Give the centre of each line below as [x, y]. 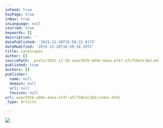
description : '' [22, 38]
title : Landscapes [24, 51]
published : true [22, 65]
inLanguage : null [23, 24]
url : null [20, 88]
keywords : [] [19, 33]
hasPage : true [20, 14]
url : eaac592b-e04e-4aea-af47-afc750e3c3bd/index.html [63, 97]
